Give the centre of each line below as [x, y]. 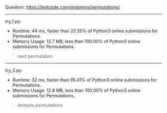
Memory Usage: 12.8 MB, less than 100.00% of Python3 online [76, 90]
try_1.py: [13, 21]
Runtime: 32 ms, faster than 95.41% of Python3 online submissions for [84, 80]
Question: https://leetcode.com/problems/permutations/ [63, 7]
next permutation [35, 56]
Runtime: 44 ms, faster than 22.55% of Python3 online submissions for [85, 31]
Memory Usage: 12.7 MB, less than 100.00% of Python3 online [76, 41]
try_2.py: [14, 70]
